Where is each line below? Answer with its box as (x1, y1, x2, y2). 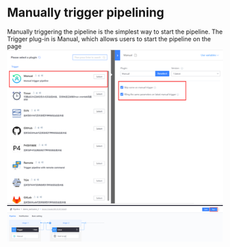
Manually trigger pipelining (7, 5, 164, 21)
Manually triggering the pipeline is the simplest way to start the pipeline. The (7, 27, 223, 36)
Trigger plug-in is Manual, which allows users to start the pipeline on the (7, 34, 211, 43)
